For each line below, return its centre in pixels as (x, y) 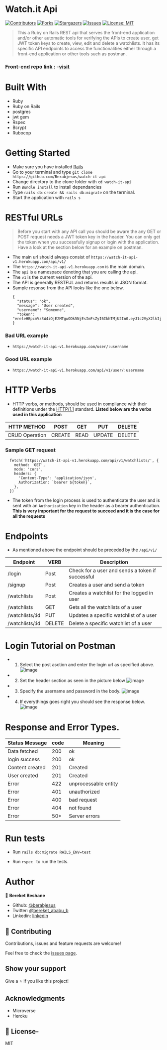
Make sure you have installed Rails (48, 167)
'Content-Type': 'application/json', (57, 478)
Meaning (93, 743)
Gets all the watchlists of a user (105, 607)
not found (80, 808)
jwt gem (21, 117)
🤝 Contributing (28, 931)
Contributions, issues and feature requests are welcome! (63, 943)
